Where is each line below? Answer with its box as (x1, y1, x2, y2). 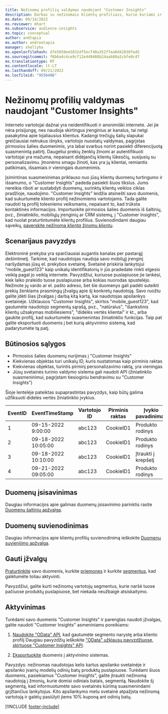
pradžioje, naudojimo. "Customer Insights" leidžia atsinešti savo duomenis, (5, 190, 159, 196)
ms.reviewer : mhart (5, 21, 46, 27)
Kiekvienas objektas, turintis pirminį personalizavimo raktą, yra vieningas (12, 364, 162, 370)
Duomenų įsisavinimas (5, 488, 77, 497)
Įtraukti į (135, 451, 155, 458)
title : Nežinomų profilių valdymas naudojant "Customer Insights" (5, 7, 146, 13)
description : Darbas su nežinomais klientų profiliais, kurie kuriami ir (5, 12, 162, 17)
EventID (7, 410, 27, 417)
